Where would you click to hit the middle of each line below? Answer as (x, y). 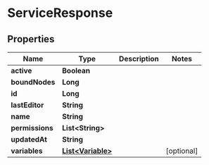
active (21, 71)
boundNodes (33, 82)
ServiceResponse (60, 13)
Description (139, 59)
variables (27, 151)
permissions (32, 128)
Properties (31, 39)
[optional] (182, 151)
